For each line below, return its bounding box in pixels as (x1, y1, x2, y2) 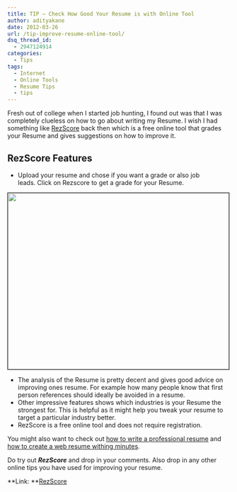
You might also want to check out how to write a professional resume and (7, 434, 221, 443)
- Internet (13, 69, 46, 77)
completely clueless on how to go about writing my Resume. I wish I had (7, 116, 218, 125)
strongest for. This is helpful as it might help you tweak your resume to (17, 406, 224, 414)
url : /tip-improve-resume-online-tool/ (7, 30, 125, 38)
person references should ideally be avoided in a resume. (17, 391, 185, 399)
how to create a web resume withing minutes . (7, 442, 140, 450)
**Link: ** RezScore (7, 476, 67, 486)
